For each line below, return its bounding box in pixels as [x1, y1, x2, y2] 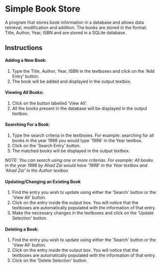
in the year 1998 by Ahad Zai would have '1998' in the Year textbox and [5, 162, 147, 168]
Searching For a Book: [5, 122, 50, 127]
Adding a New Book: [5, 57, 47, 63]
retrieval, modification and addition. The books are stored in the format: [5, 24, 147, 30]
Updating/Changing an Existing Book [5, 178, 81, 185]
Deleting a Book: [5, 226, 39, 232]
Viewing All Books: [5, 90, 44, 95]
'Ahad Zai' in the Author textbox [5, 167, 69, 173]
